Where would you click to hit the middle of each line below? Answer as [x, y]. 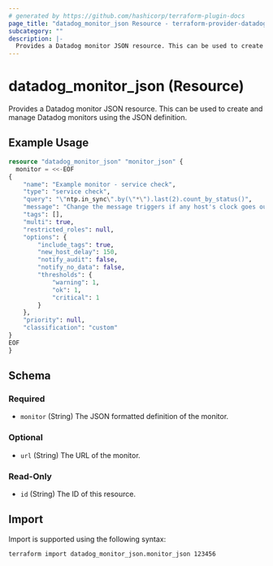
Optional [26, 438]
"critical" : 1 [76, 297]
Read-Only [30, 476]
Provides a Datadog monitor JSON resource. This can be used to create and [136, 109]
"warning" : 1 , [76, 282]
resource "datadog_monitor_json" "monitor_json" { [96, 162]
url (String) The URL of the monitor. [80, 455]
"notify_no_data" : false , [82, 268]
